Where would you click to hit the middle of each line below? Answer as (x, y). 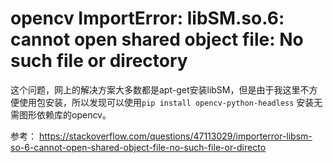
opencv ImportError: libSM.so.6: (147, 18)
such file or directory (99, 61)
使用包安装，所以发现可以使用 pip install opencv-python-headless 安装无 (170, 102)
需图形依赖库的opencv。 (61, 114)
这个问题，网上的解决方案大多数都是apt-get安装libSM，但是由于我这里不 (160, 89)
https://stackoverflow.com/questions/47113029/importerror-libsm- (175, 136)
